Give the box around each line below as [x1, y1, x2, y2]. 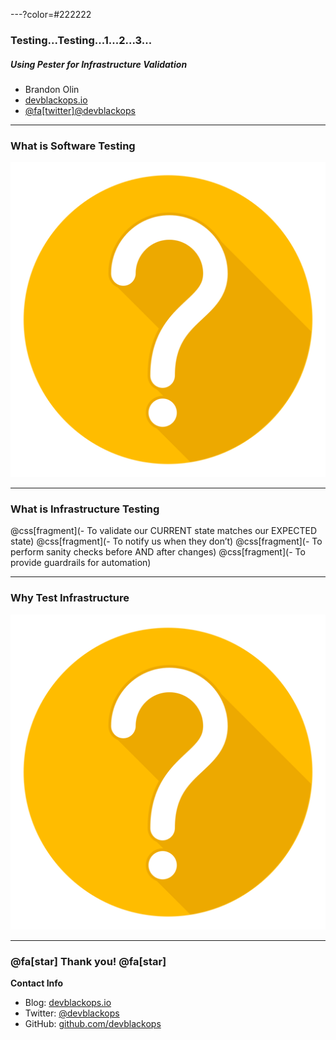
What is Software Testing [10, 139, 136, 153]
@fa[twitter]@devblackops [24, 104, 136, 116]
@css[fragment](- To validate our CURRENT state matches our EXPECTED [10, 525, 318, 537]
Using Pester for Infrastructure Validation [10, 58, 188, 70]
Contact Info [10, 977, 64, 989]
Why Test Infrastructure [10, 591, 130, 605]
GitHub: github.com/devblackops [24, 1018, 162, 1030]
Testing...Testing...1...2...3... [10, 33, 153, 47]
